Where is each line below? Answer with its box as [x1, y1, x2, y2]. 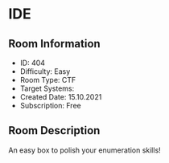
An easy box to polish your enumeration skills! [8, 145, 161, 155]
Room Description [8, 124, 101, 137]
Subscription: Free [19, 101, 82, 110]
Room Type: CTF [19, 75, 76, 84]
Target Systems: [19, 84, 75, 93]
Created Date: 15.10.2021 [19, 92, 102, 101]
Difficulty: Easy [19, 67, 71, 76]
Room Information [8, 37, 101, 51]
